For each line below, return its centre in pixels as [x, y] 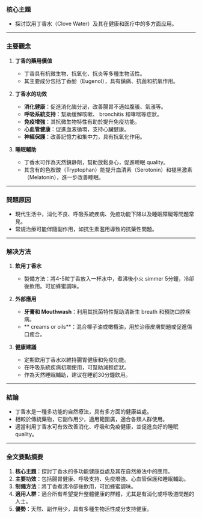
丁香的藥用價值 [33, 61]
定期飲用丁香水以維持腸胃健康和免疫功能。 [77, 360]
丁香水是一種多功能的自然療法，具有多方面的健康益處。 [83, 412]
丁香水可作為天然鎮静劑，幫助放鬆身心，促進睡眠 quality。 [96, 162]
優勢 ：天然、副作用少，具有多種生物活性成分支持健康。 [83, 508]
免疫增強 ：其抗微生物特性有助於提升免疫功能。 [82, 121]
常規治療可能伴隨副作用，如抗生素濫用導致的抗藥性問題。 [86, 229]
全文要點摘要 [25, 457]
